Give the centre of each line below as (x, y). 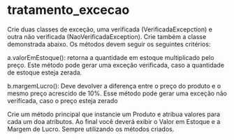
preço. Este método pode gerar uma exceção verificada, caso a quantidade (116, 65)
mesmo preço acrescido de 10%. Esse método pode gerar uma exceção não (117, 93)
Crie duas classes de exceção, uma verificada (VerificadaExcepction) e (110, 29)
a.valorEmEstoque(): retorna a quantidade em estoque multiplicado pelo (111, 57)
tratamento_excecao (68, 10)
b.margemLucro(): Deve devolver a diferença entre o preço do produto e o (114, 86)
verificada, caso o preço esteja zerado (63, 100)
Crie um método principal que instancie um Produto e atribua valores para (114, 114)
